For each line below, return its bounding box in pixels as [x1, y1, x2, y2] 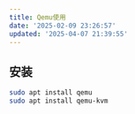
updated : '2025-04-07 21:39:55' [9, 29, 128, 38]
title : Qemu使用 [9, 12, 66, 22]
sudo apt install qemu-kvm [9, 96, 109, 106]
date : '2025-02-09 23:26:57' [9, 21, 116, 30]
